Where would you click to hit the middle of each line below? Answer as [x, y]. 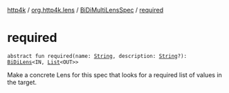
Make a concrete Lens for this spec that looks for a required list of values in [115, 74]
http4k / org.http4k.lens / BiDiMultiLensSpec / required [85, 10]
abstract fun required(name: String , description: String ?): [97, 56]
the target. [22, 82]
